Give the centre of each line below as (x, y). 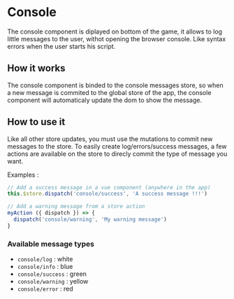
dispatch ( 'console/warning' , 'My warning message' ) (90, 220)
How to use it (36, 122)
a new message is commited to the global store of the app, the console (109, 92)
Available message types (51, 244)
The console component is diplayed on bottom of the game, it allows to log (115, 31)
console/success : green (52, 274)
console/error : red (45, 289)
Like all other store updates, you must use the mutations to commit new (110, 139)
